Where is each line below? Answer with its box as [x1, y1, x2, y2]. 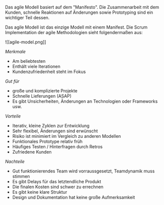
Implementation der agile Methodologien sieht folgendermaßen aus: [5, 30, 143, 35]
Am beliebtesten [12, 58, 46, 64]
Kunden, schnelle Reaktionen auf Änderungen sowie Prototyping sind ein [5, 9, 154, 15]
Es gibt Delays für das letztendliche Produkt [12, 179, 101, 184]
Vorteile [5, 113, 21, 119]
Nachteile [5, 159, 25, 164]
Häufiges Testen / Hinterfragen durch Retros [12, 144, 103, 150]
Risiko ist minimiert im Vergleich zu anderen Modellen [12, 133, 121, 139]
